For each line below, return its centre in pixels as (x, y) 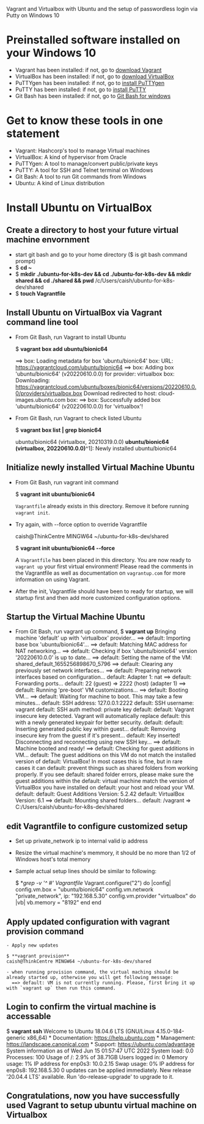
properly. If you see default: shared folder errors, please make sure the (104, 775)
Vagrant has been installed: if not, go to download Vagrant (88, 70)
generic (16, 1037)
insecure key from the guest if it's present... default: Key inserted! (97, 736)
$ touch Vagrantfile (40, 294)
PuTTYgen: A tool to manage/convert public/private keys (86, 163)
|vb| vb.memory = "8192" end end (58, 903)
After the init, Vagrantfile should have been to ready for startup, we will (104, 591)
